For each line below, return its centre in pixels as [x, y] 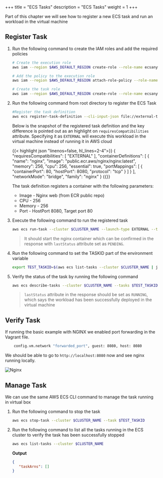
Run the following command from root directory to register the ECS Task [84, 103]
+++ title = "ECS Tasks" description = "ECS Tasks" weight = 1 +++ [71, 7]
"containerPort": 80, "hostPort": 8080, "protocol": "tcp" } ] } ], [74, 171]
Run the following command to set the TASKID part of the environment [82, 253]
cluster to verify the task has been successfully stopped [68, 435]
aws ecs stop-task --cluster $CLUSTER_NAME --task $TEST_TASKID [78, 420]
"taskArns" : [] [34, 466]
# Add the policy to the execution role [53, 76]
